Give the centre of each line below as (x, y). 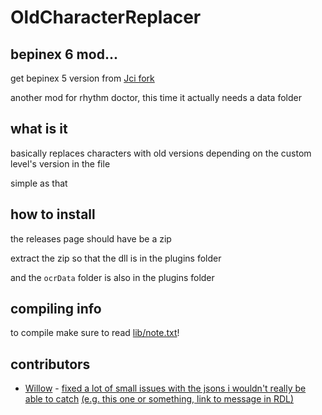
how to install (53, 214)
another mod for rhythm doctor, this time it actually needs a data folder (156, 97)
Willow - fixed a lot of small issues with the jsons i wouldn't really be (165, 388)
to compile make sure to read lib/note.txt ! (95, 333)
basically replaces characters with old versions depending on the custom (161, 153)
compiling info (56, 309)
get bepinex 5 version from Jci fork (82, 78)
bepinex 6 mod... (64, 54)
